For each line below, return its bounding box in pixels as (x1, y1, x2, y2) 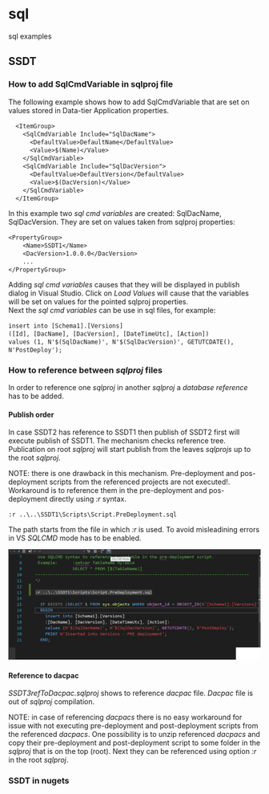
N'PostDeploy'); (8, 346, 62, 354)
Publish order (8, 409, 54, 419)
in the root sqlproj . (8, 755, 69, 765)
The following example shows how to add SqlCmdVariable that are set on (8, 97, 250, 107)
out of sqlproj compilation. (8, 697, 94, 706)
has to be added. (8, 391, 64, 401)
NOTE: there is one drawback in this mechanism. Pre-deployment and (8, 469, 239, 478)
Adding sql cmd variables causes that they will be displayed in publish (8, 279, 240, 289)
